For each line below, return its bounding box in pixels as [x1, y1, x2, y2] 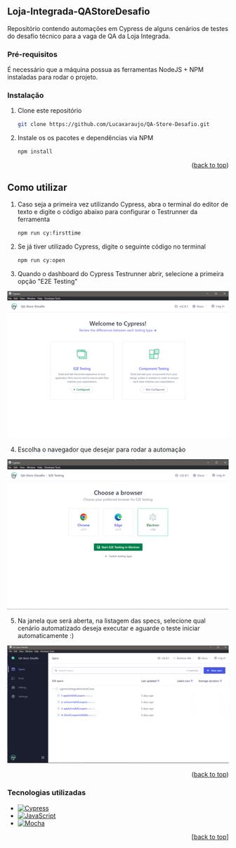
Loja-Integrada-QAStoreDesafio [7, 6, 150, 18]
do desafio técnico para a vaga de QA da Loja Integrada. [7, 32, 171, 40]
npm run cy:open [17, 256, 65, 263]
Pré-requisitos [7, 49, 58, 59]
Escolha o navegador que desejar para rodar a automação [17, 445, 186, 454]
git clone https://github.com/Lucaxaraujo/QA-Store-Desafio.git [17, 121, 210, 128]
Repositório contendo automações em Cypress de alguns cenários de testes [7, 24, 228, 32]
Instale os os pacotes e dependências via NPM [17, 134, 154, 142]
